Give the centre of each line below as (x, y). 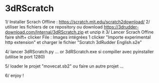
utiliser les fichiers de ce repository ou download (54, 27)
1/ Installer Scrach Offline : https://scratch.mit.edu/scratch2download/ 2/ (78, 22)
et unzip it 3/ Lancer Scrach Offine (119, 32)
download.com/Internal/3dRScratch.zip (44, 32)
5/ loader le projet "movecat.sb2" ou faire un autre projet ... (64, 66)
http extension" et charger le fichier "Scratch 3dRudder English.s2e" (73, 42)
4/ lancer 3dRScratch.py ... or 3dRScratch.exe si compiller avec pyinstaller (79, 52)
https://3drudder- (121, 27)
